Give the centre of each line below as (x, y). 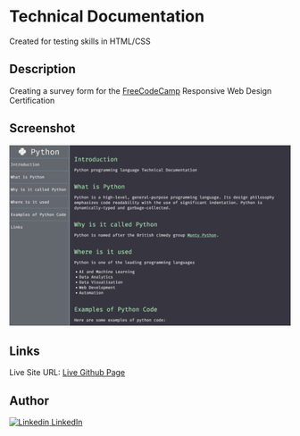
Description (42, 69)
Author (29, 401)
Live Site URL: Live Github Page (67, 373)
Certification (32, 100)
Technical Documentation (107, 17)
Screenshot (42, 128)
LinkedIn (67, 423)
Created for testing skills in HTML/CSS (80, 41)
